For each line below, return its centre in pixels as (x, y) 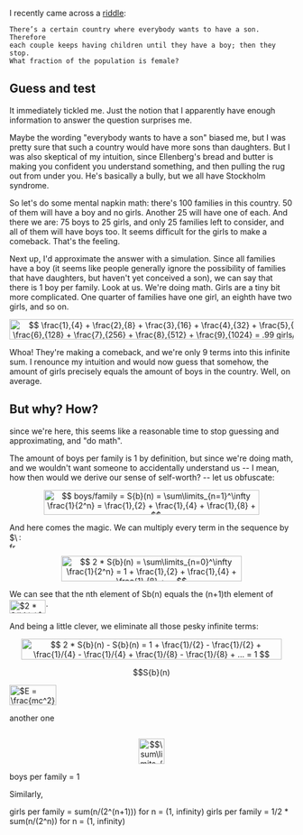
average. (26, 381)
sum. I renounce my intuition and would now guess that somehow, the (139, 362)
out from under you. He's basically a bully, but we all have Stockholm (138, 176)
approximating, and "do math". (66, 440)
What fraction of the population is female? (94, 61)
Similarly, (26, 794)
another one (32, 718)
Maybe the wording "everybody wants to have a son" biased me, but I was (148, 137)
